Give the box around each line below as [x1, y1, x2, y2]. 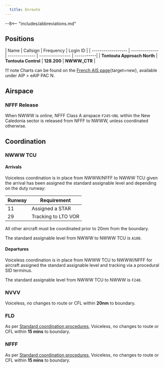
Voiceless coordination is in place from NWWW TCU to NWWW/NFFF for [5, 257, 153, 263]
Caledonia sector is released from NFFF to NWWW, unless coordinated [5, 118, 148, 124]
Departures [5, 246, 29, 252]
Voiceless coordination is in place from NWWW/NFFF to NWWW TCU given [5, 174, 158, 181]
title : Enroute [9, 7, 41, 12]
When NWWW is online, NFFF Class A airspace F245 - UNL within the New [5, 113, 150, 119]
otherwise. [5, 123, 27, 129]
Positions [5, 35, 34, 43]
